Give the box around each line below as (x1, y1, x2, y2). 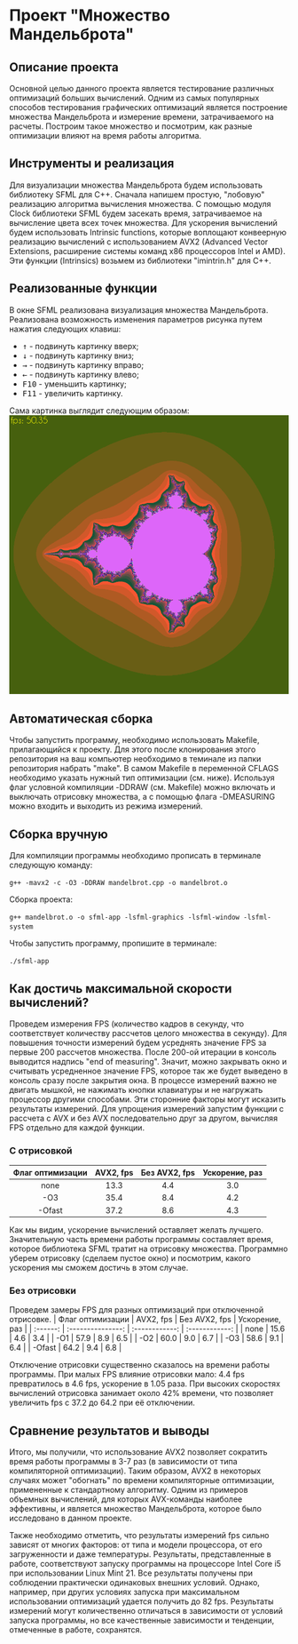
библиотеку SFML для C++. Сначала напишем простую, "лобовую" (9, 188, 265, 200)
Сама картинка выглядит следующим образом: (9, 405, 190, 416)
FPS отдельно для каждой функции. (9, 1122, 145, 1133)
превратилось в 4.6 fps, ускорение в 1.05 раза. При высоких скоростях (9, 1378, 281, 1389)
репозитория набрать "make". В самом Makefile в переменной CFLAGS (9, 763, 279, 774)
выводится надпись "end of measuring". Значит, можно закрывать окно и (9, 1057, 287, 1067)
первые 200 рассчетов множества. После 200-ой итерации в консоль (9, 1047, 277, 1057)
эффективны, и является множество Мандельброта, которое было (9, 1504, 262, 1514)
